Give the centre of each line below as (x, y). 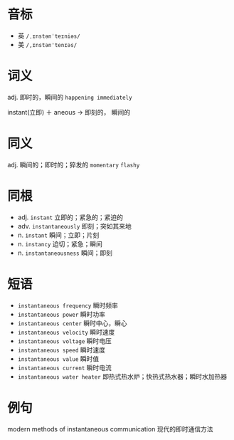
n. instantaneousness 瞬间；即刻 (65, 253)
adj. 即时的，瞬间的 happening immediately (70, 97)
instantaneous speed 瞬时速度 (61, 350)
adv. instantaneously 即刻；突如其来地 (74, 226)
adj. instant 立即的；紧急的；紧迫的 (70, 217)
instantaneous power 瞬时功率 (61, 314)
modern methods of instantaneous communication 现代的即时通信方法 (110, 429)
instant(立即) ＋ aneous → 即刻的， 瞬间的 (69, 112)
